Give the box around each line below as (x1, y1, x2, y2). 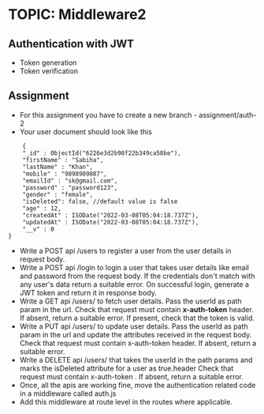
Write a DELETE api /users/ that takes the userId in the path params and (19, 355, 253, 364)
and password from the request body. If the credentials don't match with (19, 271, 255, 280)
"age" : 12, (22, 204, 61, 213)
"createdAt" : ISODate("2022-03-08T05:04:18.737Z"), (22, 211, 199, 219)
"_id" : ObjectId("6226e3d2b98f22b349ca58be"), (22, 149, 181, 157)
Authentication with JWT (8, 37, 135, 51)
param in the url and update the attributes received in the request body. (19, 329, 252, 339)
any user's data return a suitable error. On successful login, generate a (19, 279, 250, 289)
